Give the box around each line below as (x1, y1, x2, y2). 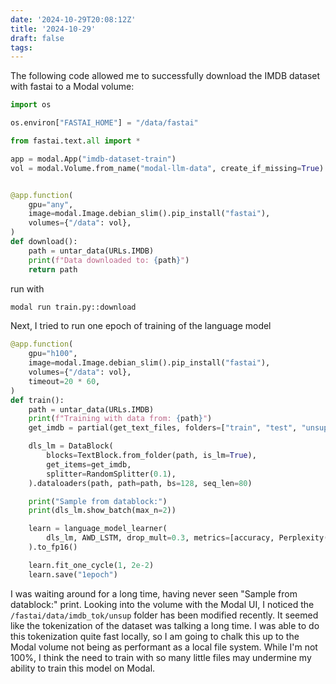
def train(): (10, 395, 65, 405)
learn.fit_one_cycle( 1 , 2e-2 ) (28, 560, 155, 570)
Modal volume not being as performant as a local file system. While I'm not (10, 641, 318, 653)
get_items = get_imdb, (46, 459, 132, 470)
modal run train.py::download (10, 302, 137, 312)
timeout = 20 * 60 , (28, 376, 101, 386)
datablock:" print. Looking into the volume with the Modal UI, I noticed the (10, 598, 315, 610)
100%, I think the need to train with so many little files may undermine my (10, 651, 312, 663)
